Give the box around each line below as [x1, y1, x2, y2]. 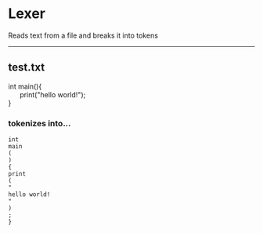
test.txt [8, 60, 45, 75]
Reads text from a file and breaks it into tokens [8, 31, 159, 40]
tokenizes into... [8, 118, 72, 129]
